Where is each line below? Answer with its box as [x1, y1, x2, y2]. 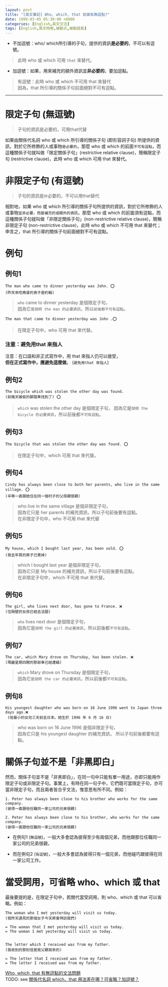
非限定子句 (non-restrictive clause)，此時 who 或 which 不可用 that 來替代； [5, 222, 161, 228]
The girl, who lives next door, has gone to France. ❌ [5, 604, 122, 609]
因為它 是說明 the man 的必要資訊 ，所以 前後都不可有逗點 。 [17, 306, 128, 312]
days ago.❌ [5, 709, 28, 714]
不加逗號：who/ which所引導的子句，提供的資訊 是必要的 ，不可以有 [12, 41, 151, 47]
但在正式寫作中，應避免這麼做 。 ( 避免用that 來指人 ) [5, 359, 109, 366]
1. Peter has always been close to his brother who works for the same [5, 796, 157, 802]
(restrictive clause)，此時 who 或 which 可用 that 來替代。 [10, 156, 130, 162]
